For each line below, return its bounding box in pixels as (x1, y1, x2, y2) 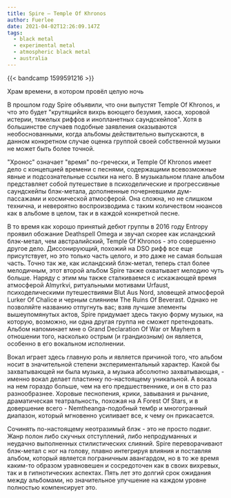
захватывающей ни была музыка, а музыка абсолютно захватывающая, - (7, 367, 225, 375)
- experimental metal (13, 42, 76, 49)
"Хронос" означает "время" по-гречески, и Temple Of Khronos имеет (7, 158, 212, 166)
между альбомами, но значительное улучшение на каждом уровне (7, 476, 207, 484)
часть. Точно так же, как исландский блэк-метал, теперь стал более (7, 259, 210, 267)
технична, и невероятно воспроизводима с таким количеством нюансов (7, 201, 223, 210)
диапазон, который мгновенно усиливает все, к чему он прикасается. (7, 411, 215, 419)
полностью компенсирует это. (7, 483, 98, 491)
